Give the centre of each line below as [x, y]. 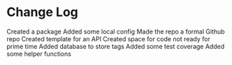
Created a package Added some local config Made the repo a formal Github [116, 31]
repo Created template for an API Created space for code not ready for [108, 38]
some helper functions [39, 54]
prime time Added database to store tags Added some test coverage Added [116, 46]
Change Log [42, 12]
